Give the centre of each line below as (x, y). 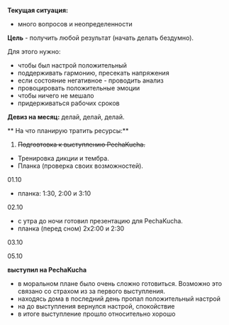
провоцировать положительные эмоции (79, 88)
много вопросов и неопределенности (75, 24)
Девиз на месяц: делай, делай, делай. (66, 117)
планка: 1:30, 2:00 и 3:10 (54, 193)
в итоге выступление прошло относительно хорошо (96, 314)
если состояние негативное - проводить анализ (91, 80)
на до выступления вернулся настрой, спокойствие (96, 306)
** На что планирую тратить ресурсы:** (68, 130)
